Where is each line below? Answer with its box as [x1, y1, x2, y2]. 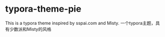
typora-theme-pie [5, 3, 82, 15]
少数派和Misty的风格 [9, 26, 52, 32]
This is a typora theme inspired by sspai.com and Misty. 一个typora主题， [5, 20, 156, 26]
